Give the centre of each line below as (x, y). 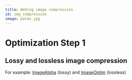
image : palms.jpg (23, 19)
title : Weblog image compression (39, 10)
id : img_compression (26, 14)
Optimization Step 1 (45, 43)
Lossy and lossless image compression (66, 61)
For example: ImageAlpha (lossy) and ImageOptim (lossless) (66, 72)
